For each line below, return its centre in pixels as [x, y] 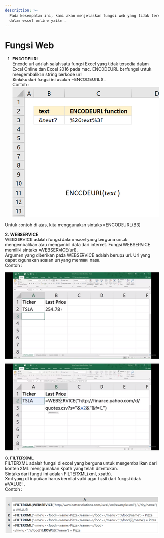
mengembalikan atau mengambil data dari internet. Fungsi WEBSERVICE [78, 244]
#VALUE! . [15, 484]
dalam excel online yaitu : [38, 20]
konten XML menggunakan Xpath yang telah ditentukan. [61, 468]
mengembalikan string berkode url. [47, 74]
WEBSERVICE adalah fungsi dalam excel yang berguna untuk [66, 239]
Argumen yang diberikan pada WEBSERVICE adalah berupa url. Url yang [78, 255]
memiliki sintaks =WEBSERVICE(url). [41, 250]
